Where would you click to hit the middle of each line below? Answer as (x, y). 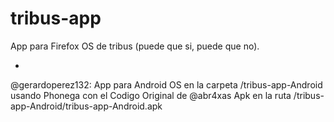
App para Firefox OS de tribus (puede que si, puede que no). (135, 46)
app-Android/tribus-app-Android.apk (86, 106)
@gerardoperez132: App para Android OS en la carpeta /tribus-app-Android (166, 84)
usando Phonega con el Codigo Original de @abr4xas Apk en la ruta (151, 95)
